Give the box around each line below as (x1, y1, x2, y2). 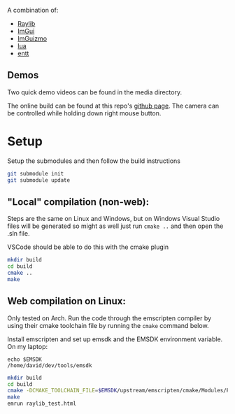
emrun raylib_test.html (7, 400, 77, 408)
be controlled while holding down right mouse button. (7, 108, 162, 117)
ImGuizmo (17, 34, 48, 43)
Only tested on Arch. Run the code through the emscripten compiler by (7, 314, 212, 322)
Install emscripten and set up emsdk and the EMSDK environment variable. (7, 335, 223, 343)
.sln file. (7, 229, 30, 238)
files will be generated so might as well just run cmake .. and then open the (7, 222, 224, 230)
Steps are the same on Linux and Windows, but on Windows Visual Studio (7, 215, 220, 223)
